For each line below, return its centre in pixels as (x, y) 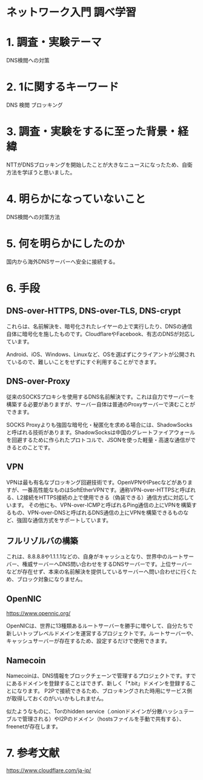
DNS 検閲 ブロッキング (35, 105)
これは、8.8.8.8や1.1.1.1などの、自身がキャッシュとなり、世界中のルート (95, 557)
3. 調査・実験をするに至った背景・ (92, 132)
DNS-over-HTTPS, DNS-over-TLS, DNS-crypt (94, 311)
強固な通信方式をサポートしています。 (64, 520)
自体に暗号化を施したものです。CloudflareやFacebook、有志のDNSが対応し (101, 334)
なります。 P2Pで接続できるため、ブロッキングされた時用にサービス (102, 690)
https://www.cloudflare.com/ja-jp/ (49, 770)
